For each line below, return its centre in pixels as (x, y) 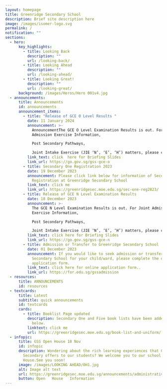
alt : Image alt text (40, 369)
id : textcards (33, 305)
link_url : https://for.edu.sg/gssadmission (73, 272)
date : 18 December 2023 (52, 199)
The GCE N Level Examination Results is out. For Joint (91, 208)
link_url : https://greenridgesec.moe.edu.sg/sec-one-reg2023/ (93, 190)
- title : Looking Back (46, 51)
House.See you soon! (44, 360)
